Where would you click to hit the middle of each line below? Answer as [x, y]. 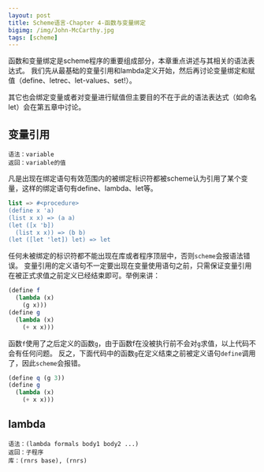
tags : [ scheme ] [33, 37]
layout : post [30, 15]
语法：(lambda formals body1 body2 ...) [74, 444]
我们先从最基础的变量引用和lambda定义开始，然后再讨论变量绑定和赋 [143, 71]
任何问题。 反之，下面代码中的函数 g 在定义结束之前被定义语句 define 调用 [139, 353]
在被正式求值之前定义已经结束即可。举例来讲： [84, 276]
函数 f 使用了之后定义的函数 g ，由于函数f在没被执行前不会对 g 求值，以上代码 [129, 343]
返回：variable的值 [37, 163]
